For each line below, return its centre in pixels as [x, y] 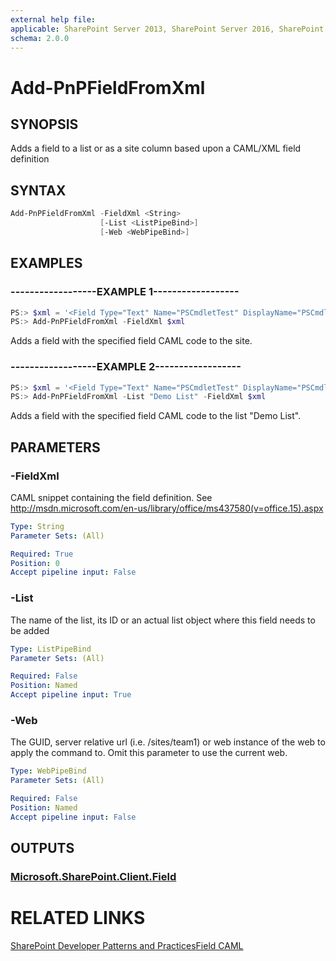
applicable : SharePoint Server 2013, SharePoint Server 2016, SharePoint [167, 29]
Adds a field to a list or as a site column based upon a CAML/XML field [156, 148]
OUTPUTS [42, 848]
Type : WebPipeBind [48, 771]
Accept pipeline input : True [71, 695]
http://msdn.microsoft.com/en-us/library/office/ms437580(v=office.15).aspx [167, 508]
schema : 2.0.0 [40, 38]
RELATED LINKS [78, 918]
